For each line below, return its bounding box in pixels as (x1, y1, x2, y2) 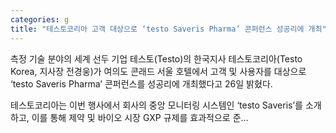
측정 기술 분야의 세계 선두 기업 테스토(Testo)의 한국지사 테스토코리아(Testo (10, 52, 303, 65)
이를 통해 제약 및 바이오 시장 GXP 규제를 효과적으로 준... (31, 111, 249, 123)
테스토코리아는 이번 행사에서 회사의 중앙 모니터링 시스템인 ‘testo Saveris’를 (10, 99, 303, 111)
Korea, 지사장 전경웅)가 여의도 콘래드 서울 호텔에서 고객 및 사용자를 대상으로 (10, 65, 307, 77)
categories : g (10, 14, 70, 25)
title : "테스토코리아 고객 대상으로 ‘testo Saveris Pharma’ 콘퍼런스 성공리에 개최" (10, 24, 327, 34)
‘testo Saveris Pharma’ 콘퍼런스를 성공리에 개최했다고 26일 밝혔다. (10, 77, 273, 90)
